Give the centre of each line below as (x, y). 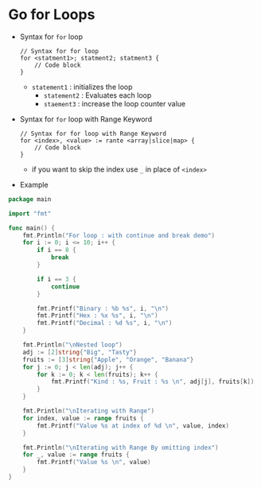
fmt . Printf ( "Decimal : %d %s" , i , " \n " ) (105, 323)
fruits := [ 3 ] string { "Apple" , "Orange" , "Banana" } (108, 359)
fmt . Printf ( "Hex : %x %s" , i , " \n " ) (97, 316)
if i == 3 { (57, 279)
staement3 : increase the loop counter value (114, 103)
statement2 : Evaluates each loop (97, 95)
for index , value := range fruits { (84, 418)
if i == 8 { (57, 250)
